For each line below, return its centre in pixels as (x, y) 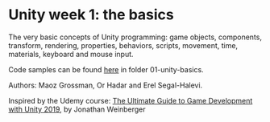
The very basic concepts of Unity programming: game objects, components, (135, 37)
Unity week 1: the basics (91, 15)
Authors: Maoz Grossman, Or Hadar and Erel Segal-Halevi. (106, 85)
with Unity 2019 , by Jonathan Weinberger (77, 109)
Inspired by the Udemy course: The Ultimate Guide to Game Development (131, 100)
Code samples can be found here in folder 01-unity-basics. (106, 69)
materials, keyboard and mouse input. (71, 54)
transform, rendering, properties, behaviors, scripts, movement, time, (123, 45)
